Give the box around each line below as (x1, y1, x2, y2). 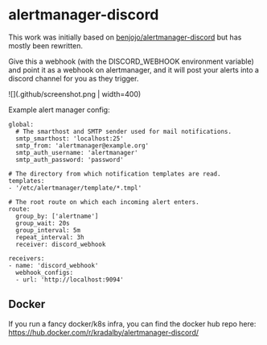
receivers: (8, 254, 45, 263)
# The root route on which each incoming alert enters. (8, 197, 199, 206)
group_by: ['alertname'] (15, 212, 99, 220)
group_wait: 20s (15, 219, 70, 227)
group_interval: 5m (15, 226, 81, 235)
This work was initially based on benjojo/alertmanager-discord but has (8, 32, 242, 42)
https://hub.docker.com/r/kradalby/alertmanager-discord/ (8, 327, 199, 337)
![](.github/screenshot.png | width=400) (8, 89, 142, 98)
